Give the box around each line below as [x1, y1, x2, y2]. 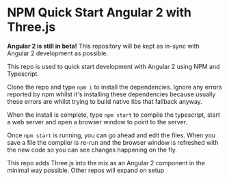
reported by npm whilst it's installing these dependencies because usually [7, 90, 216, 98]
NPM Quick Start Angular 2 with [7, 5, 191, 20]
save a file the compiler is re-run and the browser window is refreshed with [7, 138, 219, 146]
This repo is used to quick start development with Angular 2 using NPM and [7, 62, 220, 70]
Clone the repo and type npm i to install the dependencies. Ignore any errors [7, 83, 222, 91]
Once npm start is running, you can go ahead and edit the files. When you [7, 131, 216, 139]
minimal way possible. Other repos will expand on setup [7, 166, 165, 174]
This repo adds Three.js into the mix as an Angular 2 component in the [7, 158, 205, 167]
